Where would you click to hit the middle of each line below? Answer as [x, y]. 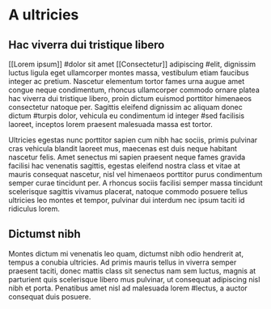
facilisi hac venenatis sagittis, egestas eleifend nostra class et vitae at [125, 166]
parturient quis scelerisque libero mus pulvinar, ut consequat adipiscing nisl [134, 279]
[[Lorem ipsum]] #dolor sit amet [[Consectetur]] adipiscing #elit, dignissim [132, 64]
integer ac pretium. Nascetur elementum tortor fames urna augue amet [127, 81]
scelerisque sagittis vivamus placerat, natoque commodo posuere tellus [128, 191]
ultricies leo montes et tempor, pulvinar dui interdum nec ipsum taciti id [127, 200]
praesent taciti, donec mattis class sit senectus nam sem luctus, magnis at [132, 271]
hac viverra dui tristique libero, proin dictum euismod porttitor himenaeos [130, 98]
